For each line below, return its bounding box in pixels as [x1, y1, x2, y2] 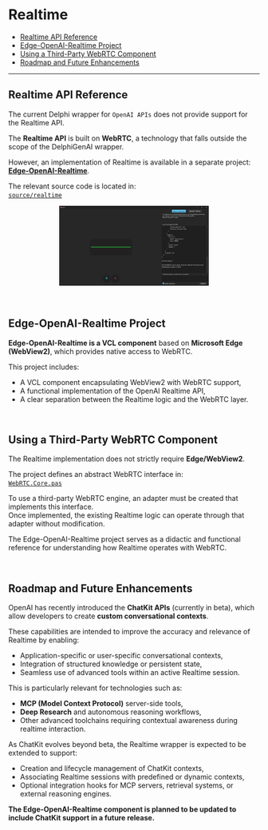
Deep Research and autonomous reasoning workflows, [19, 707, 202, 717]
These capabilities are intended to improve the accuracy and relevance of [8, 627, 250, 637]
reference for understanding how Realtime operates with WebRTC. [8, 543, 227, 553]
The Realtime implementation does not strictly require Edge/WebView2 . [8, 454, 246, 464]
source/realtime [8, 191, 62, 199]
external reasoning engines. [19, 789, 112, 799]
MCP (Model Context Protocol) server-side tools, [19, 699, 183, 709]
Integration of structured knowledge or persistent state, [19, 659, 203, 669]
